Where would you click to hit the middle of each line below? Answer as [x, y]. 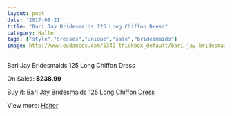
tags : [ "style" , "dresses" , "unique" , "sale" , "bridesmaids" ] [92, 39]
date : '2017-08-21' [35, 20]
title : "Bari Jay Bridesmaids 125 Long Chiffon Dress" [88, 26]
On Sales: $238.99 [35, 79]
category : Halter [32, 33]
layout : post [26, 13]
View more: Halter [33, 105]
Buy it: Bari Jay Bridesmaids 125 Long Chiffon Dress [81, 92]
